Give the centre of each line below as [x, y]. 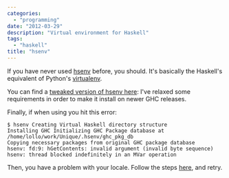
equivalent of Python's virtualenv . [55, 78]
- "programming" [36, 20]
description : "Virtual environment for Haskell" [78, 33]
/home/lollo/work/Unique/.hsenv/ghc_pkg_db [70, 137]
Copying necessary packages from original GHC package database [101, 142]
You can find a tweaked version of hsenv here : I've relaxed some [99, 91]
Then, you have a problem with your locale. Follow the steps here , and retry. [115, 167]
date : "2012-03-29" [35, 26]
